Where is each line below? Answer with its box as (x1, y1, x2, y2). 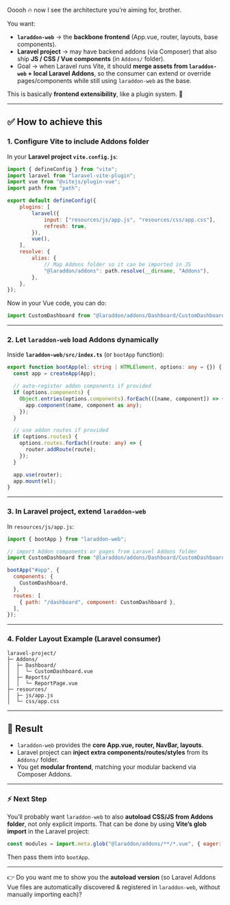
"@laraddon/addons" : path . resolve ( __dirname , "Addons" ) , (43, 267, 210, 274)
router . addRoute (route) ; (25, 446, 97, 453)
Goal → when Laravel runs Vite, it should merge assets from (16, 62, 188, 70)
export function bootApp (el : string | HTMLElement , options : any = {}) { (7, 364, 222, 371)
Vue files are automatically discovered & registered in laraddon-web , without (7, 882, 220, 891)
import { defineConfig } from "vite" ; (7, 165, 118, 172)
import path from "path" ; (7, 185, 81, 192)
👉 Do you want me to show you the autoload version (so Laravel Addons (7, 873, 216, 881)
